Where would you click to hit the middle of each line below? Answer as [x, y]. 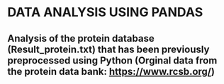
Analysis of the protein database [81, 38]
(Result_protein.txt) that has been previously [108, 49]
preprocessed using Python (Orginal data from [112, 60]
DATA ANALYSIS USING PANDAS [105, 12]
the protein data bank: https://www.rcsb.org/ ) [111, 71]
